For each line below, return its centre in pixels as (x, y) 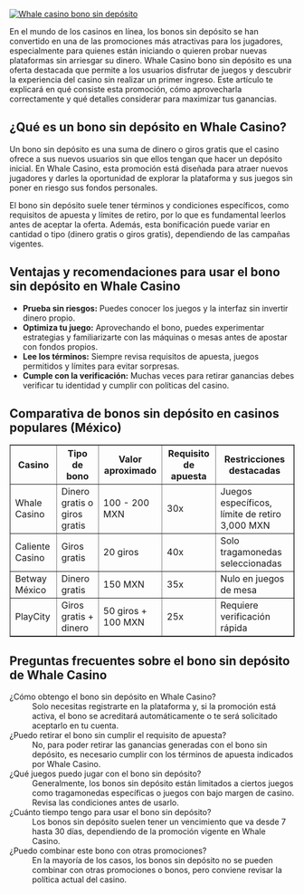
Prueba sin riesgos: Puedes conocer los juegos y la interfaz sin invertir (155, 308)
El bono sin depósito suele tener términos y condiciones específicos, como (149, 205)
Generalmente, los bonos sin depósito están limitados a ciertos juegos (163, 783)
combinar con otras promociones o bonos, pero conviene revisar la (157, 870)
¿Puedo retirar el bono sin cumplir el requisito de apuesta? (118, 735)
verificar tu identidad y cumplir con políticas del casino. (126, 385)
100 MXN (123, 622)
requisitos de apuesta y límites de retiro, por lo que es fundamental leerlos (148, 215)
